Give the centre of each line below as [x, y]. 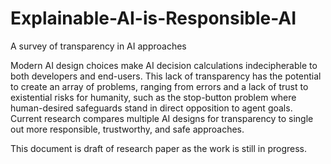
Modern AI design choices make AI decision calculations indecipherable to [164, 65]
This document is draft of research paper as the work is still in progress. [159, 148]
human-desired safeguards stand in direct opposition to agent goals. [151, 108]
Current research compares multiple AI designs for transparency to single [162, 118]
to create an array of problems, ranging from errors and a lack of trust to [159, 86]
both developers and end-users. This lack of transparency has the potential [166, 76]
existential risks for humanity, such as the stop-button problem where [153, 97]
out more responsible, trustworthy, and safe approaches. [127, 129]
